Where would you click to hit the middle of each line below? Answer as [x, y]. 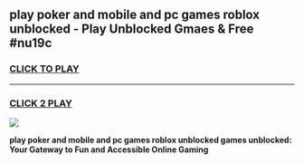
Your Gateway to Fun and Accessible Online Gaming [109, 150]
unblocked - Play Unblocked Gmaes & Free [132, 29]
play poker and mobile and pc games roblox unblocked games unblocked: [151, 140]
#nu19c [31, 43]
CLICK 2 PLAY [41, 103]
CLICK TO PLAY [44, 69]
